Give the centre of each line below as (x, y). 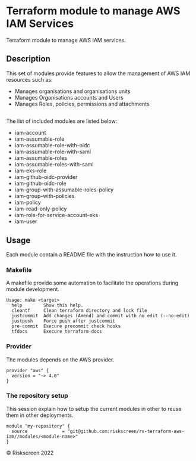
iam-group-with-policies (45, 196)
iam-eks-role (31, 171)
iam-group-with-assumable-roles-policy (64, 190)
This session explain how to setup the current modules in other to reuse (94, 409)
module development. (33, 289)
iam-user (26, 221)
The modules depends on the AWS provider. (60, 360)
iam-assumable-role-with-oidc (52, 146)
